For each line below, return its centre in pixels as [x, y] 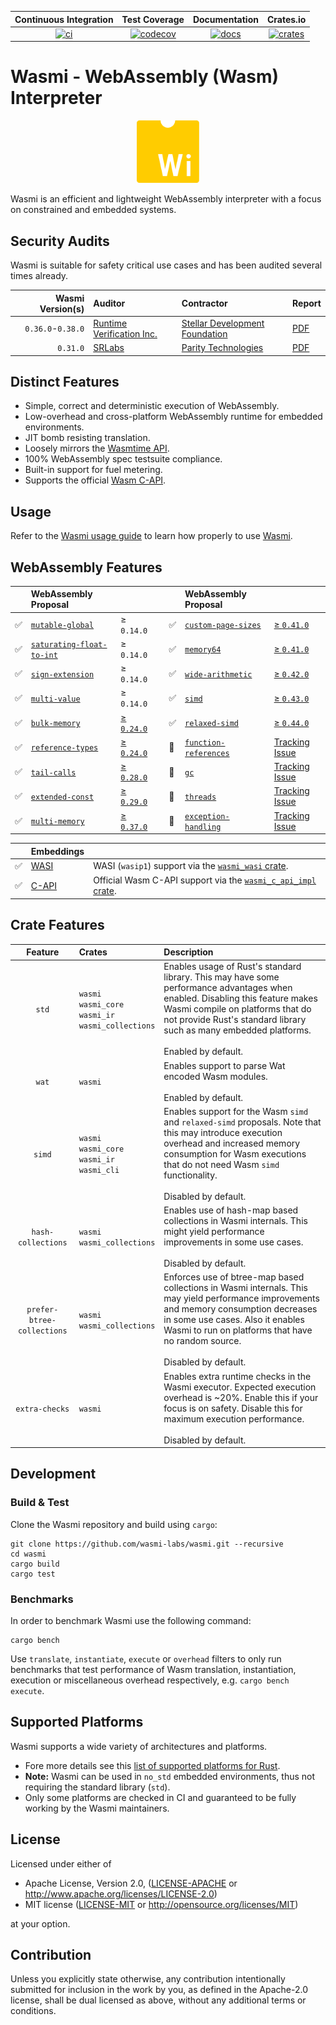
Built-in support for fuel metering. [93, 470]
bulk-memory [55, 724]
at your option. [40, 1923]
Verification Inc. [125, 333]
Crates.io [286, 19]
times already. [39, 275]
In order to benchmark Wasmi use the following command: [131, 1620]
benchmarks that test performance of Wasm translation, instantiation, [153, 1669]
